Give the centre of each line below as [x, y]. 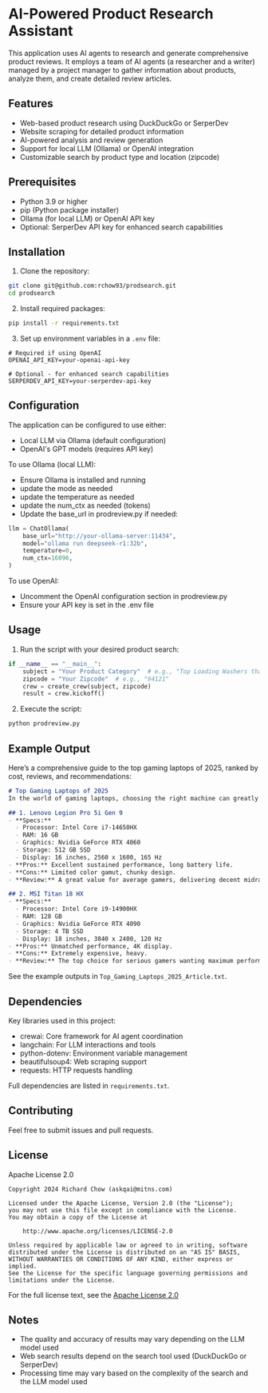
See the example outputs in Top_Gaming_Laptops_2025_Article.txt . [118, 976]
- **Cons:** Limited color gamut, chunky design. [93, 872]
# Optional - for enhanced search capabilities [89, 374]
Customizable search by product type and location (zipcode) [120, 157]
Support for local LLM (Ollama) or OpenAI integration [106, 148]
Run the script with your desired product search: [99, 649]
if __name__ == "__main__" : [55, 664]
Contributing [41, 1111]
